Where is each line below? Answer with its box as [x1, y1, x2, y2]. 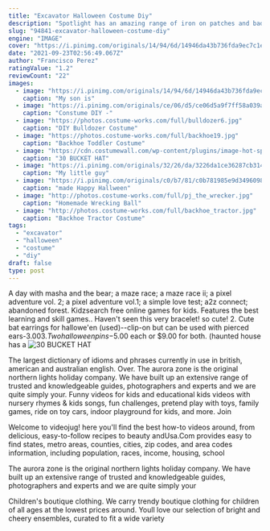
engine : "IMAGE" [8, 34, 63, 43]
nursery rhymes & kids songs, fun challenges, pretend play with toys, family [8, 398, 260, 408]
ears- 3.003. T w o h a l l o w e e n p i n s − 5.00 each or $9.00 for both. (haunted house [8, 331, 261, 341]
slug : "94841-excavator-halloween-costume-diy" [8, 27, 171, 35]
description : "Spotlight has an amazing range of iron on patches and [8, 19, 250, 27]
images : [8, 79, 35, 87]
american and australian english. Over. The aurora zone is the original [8, 364, 239, 374]
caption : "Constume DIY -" [22, 110, 113, 118]
